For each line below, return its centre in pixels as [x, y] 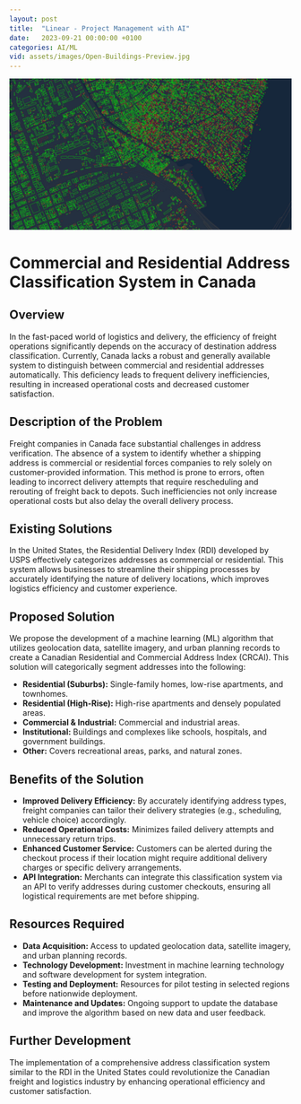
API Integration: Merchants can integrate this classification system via [152, 877]
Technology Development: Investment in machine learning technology [153, 965]
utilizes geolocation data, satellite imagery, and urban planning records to [145, 648]
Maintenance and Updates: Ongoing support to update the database [150, 1003]
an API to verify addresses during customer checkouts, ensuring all [146, 887]
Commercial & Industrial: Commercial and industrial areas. [131, 723]
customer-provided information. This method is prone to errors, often [137, 472]
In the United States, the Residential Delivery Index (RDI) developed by [139, 551]
